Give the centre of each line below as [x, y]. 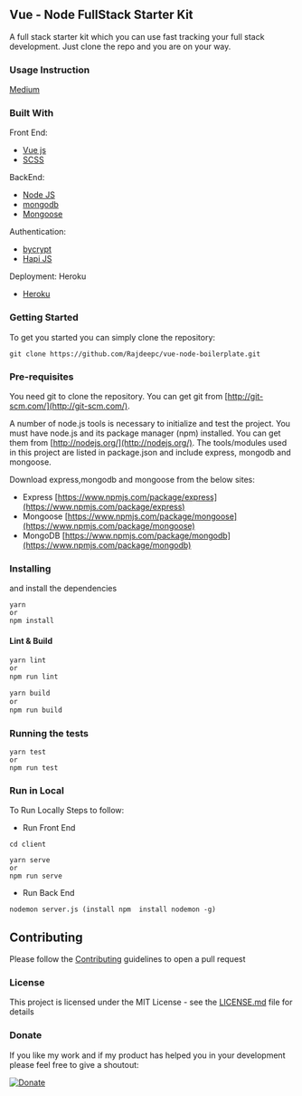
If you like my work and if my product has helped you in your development [147, 1055]
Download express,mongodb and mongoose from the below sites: [132, 480]
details [22, 1012]
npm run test [34, 768]
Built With [32, 113]
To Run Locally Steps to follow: [67, 811]
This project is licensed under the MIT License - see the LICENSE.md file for [151, 1002]
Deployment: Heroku [48, 276]
